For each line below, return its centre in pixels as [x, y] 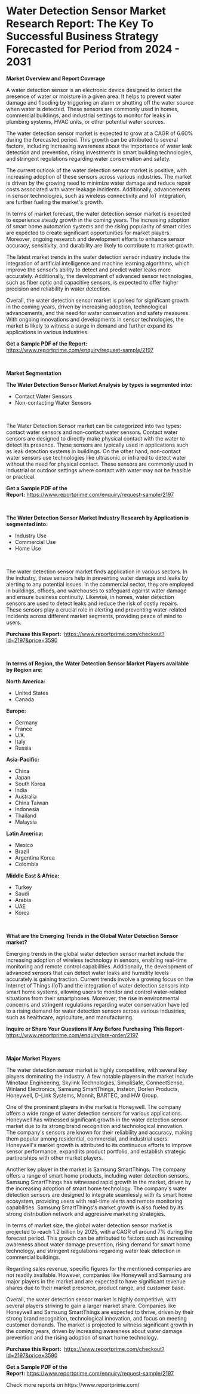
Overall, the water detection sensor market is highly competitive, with [92, 1299]
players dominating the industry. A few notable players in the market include [100, 1076]
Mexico [24, 845]
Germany [26, 722]
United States [32, 693]
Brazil [22, 851]
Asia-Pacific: [23, 759]
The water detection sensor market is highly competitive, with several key [97, 1070]
